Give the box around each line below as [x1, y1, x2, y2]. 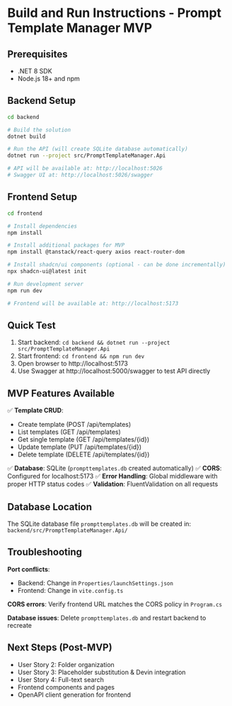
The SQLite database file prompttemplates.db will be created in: [7, 519, 192, 528]
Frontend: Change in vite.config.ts [17, 586, 124, 594]
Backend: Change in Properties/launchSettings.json [17, 578, 173, 587]
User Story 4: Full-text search [17, 675, 104, 683]
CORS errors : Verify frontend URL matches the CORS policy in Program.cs [7, 599, 223, 608]
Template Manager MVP [7, 20, 153, 36]
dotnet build [7, 133, 46, 140]
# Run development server [7, 281, 83, 288]
